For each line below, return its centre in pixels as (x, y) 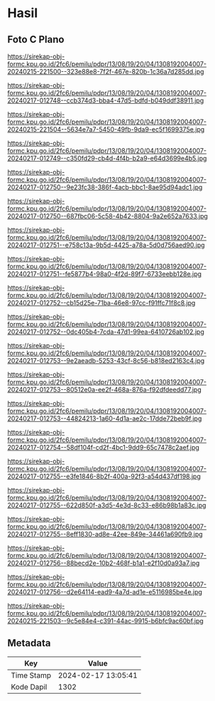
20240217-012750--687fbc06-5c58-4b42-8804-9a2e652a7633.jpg (107, 216)
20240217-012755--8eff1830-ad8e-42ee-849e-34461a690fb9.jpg (105, 534)
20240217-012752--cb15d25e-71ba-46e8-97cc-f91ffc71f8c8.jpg (101, 303)
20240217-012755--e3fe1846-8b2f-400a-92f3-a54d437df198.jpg (104, 476)
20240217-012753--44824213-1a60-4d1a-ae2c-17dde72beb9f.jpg (105, 418)
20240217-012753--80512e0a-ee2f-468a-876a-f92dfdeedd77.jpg (105, 390)
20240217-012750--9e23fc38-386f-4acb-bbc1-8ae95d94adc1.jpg (105, 187)
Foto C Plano (36, 39)
